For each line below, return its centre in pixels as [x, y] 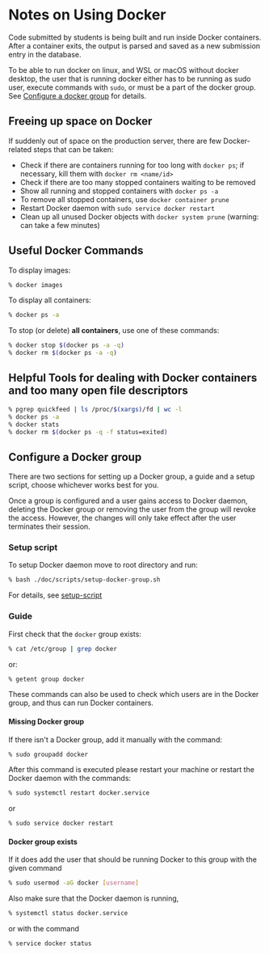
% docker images [36, 285]
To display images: [40, 270]
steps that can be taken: [74, 149]
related [20, 149]
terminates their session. [49, 526]
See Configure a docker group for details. [78, 95]
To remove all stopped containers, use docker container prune [124, 199]
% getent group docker [46, 679]
